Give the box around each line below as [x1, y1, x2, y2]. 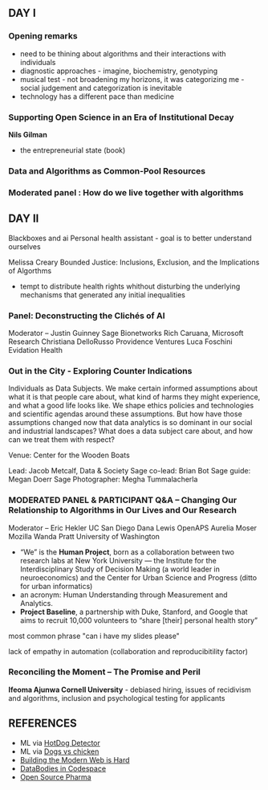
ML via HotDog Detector [19, 738, 100, 747]
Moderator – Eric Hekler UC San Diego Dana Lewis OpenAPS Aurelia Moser [8, 522, 258, 533]
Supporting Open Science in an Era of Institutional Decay [8, 112, 234, 123]
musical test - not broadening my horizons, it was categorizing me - [19, 74, 245, 84]
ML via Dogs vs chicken [19, 747, 99, 756]
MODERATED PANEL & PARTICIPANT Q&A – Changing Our [8, 494, 238, 506]
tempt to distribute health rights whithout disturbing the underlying [19, 281, 241, 291]
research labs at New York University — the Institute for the [19, 555, 217, 565]
